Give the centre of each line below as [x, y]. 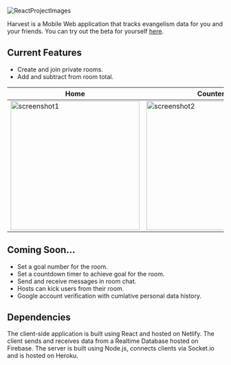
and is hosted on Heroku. [43, 356]
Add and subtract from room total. [65, 76]
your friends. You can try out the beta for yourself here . [85, 31]
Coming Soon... [41, 250]
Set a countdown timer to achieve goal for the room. [91, 274]
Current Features [45, 53]
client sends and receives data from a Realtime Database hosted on [103, 341]
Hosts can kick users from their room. [70, 288]
